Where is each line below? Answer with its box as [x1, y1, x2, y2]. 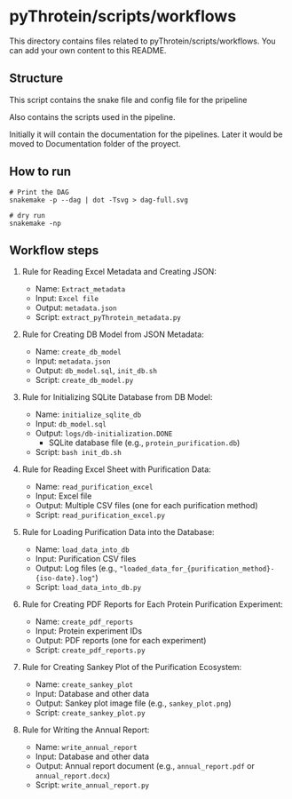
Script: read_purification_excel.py [35, 509, 166, 521]
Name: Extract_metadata [35, 284, 126, 294]
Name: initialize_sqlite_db [35, 409, 142, 419]
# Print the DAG [9, 188, 69, 196]
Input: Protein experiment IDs [35, 626, 143, 636]
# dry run [9, 211, 46, 220]
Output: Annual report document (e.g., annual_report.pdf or [35, 761, 255, 771]
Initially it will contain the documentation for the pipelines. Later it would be [9, 129, 283, 140]
